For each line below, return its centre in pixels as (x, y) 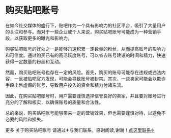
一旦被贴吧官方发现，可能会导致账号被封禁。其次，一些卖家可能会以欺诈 (90, 79)
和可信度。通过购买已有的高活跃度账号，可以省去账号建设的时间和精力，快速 (85, 55)
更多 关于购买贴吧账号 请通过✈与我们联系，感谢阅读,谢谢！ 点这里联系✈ (80, 130)
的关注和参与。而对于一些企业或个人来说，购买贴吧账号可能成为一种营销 (81, 31)
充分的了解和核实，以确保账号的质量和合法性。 (54, 102)
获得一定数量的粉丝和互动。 (34, 61)
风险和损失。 (32, 119)
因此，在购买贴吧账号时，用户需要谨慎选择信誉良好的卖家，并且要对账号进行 (85, 96)
